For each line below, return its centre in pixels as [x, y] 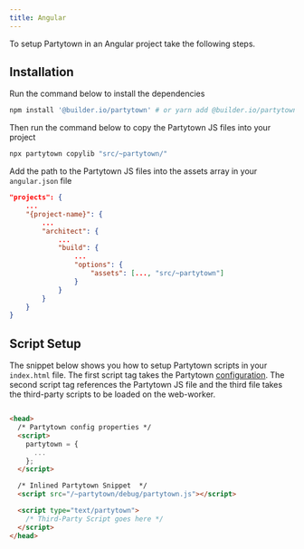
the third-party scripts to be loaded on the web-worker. [112, 394]
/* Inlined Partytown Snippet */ [82, 486]
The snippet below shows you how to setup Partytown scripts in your [138, 366]
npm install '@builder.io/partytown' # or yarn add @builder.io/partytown [153, 111]
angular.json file [41, 181]
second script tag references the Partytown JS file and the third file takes [146, 385]
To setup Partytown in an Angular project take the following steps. [133, 43]
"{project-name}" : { [64, 214]
